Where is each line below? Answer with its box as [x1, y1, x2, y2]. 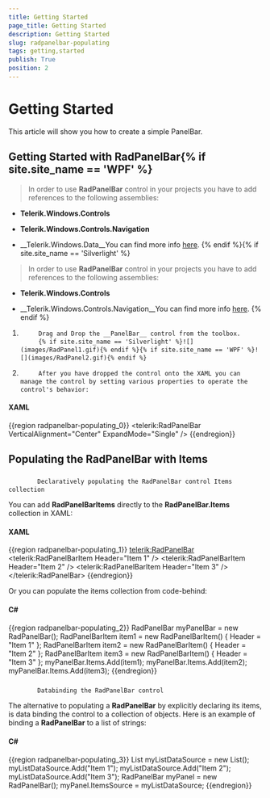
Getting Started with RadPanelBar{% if [8, 150, 206, 164]
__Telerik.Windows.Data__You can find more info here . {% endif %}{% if [19, 239, 260, 250]
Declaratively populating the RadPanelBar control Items [37, 477, 232, 486]
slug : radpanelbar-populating [8, 39, 110, 47]
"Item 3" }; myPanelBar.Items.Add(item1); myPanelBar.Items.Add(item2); [8, 657, 247, 666]
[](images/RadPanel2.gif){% [19, 354, 114, 362]
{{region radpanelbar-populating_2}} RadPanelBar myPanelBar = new [8, 623, 239, 632]
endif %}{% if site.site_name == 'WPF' [110, 346, 244, 354]
